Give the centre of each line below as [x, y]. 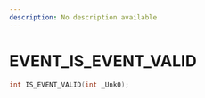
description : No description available [83, 17]
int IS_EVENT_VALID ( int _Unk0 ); [69, 85]
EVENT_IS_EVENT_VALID [103, 60]
